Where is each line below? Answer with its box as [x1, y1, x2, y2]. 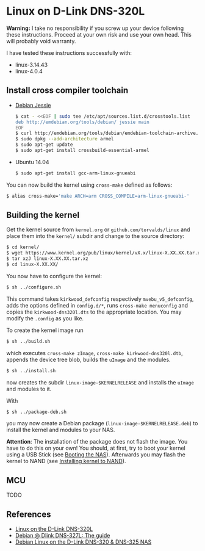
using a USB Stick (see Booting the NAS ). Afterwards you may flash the [6, 451, 186, 458]
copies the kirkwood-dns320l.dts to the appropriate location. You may [6, 308, 182, 315]
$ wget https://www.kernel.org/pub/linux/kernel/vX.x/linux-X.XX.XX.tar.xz [6, 250, 203, 256]
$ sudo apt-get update [15, 142, 73, 148]
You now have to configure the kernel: [6, 272, 103, 279]
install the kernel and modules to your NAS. [6, 426, 115, 434]
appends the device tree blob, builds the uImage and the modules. [6, 356, 171, 363]
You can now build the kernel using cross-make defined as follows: [6, 181, 173, 189]
